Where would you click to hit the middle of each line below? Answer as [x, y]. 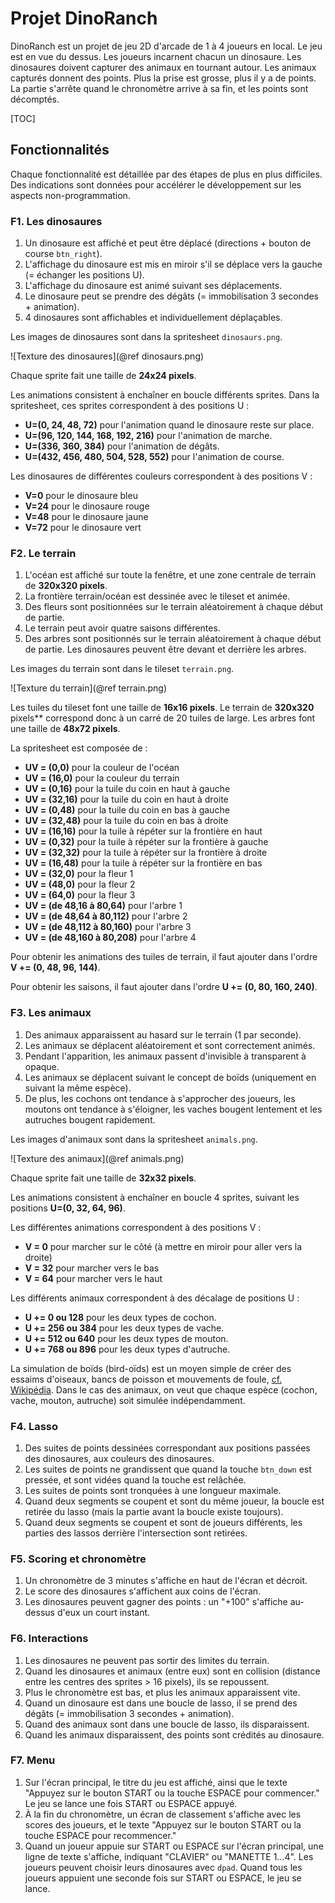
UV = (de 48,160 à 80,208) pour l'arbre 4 [110, 938]
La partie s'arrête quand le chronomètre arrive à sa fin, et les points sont [159, 88]
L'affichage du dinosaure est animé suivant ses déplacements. [153, 286]
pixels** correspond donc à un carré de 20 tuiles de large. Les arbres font [163, 718]
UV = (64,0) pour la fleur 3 [80, 895]
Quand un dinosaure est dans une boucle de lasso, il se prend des [161, 1703]
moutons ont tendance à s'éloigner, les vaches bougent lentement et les [173, 1109]
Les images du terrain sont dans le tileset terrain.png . [122, 669]
